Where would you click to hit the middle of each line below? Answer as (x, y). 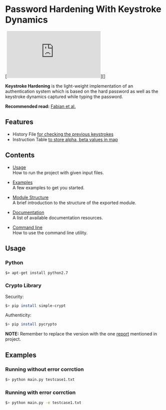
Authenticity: (18, 315)
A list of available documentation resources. (58, 218)
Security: (14, 296)
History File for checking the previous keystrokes (63, 134)
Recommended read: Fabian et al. (40, 106)
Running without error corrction (44, 369)
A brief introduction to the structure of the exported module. (74, 202)
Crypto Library (23, 285)
